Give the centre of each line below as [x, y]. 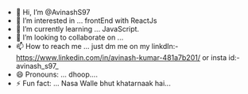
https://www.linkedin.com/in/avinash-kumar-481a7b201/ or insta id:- [128, 58]
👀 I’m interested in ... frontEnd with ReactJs [86, 21]
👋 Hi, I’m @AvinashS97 [53, 12]
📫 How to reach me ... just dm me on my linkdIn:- [97, 46]
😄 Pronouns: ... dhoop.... [56, 74]
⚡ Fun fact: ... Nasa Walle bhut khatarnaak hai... [93, 83]
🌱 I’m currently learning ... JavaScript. [77, 29]
